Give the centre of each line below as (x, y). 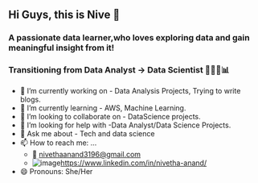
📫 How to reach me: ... (58, 143)
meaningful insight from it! (61, 48)
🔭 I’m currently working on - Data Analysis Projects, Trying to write (130, 90)
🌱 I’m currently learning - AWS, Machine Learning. (103, 108)
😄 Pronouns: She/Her (56, 171)
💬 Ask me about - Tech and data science (87, 133)
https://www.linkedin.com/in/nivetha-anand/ (133, 163)
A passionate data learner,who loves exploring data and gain (129, 38)
